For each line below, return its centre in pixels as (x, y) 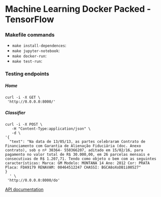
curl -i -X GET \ (23, 98)
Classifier (15, 113)
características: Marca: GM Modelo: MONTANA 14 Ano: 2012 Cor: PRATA (78, 163)
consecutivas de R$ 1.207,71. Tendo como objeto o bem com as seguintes (81, 159)
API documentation (24, 190)
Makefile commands (30, 35)
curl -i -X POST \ (24, 125)
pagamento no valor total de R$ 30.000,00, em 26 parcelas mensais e (78, 155)
